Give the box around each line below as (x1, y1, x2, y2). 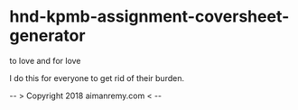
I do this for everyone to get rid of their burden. (9, 72, 185, 83)
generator (9, 25, 86, 46)
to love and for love (9, 55, 81, 66)
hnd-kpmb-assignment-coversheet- (9, 6, 290, 27)
